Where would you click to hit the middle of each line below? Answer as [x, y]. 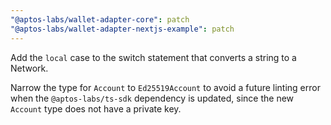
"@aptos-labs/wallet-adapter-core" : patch [100, 19]
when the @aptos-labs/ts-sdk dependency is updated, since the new [152, 98]
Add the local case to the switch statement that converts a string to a [153, 57]
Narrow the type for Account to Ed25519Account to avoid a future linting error [165, 87]
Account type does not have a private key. [96, 108]
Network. [29, 68]
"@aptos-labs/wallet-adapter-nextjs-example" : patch [122, 29]
